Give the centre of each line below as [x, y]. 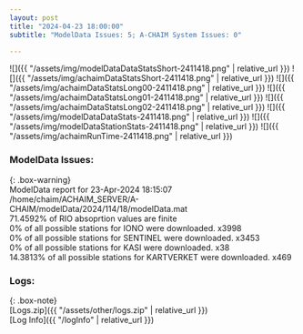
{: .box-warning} [40, 179]
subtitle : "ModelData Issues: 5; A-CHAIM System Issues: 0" [126, 35]
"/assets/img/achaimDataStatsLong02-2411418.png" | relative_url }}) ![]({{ [147, 107]
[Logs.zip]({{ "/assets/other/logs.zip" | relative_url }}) [109, 309]
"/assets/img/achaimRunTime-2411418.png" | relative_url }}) [121, 137]
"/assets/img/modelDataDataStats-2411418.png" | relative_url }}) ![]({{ [140, 117]
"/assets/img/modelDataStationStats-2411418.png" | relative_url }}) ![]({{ [144, 127]
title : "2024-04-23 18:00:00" [67, 26]
